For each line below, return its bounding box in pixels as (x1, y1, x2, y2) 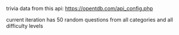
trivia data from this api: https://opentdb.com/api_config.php (6, 5, 154, 12)
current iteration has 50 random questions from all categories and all (6, 16, 173, 23)
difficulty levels (6, 23, 43, 29)
